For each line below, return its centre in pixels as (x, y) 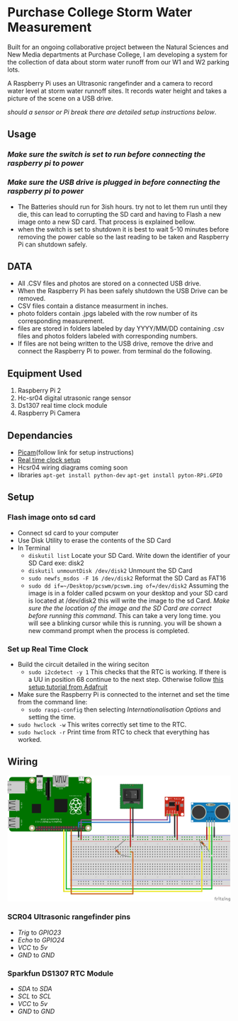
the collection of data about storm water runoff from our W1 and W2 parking (118, 62)
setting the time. (52, 717)
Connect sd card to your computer (68, 532)
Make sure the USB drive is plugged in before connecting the (114, 183)
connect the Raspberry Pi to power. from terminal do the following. (115, 351)
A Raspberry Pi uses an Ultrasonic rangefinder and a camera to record (110, 83)
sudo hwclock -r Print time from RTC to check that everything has (114, 732)
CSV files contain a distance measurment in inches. (93, 306)
